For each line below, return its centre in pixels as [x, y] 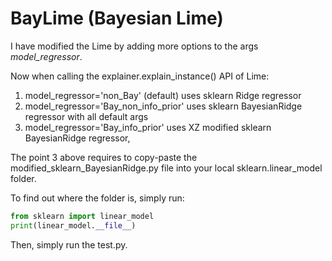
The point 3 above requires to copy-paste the [104, 157]
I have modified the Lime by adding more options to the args [134, 46]
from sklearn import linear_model [82, 216]
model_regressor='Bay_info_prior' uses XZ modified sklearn [148, 127]
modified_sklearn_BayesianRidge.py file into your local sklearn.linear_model [166, 168]
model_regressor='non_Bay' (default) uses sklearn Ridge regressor [163, 95]
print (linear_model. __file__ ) [73, 225]
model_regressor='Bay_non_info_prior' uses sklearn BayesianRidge [163, 106]
